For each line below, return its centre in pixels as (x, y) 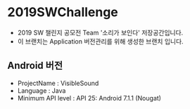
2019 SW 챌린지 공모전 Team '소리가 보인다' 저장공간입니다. (100, 32)
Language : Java (42, 90)
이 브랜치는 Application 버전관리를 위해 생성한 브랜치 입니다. (101, 41)
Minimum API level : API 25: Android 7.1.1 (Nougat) (89, 98)
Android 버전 (35, 66)
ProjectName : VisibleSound (58, 83)
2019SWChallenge (63, 12)
